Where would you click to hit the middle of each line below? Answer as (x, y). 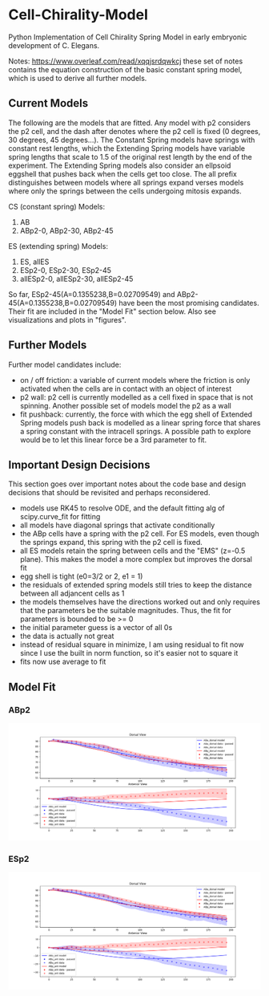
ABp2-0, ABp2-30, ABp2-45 (66, 230)
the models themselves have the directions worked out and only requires (140, 602)
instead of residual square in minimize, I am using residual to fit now (132, 644)
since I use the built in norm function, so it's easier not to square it (129, 653)
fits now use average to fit (63, 662)
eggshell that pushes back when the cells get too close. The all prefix (123, 173)
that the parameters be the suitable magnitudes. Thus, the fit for (126, 611)
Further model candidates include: (65, 364)
